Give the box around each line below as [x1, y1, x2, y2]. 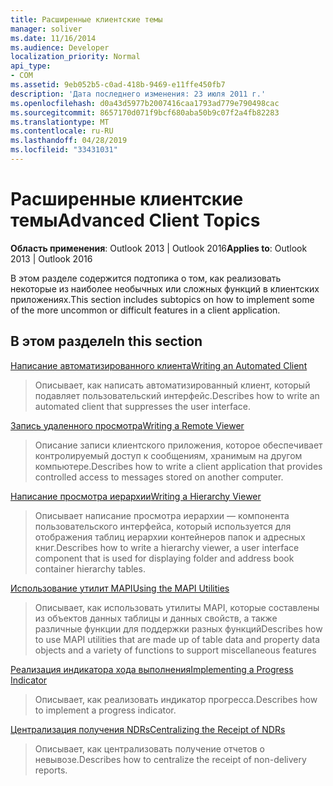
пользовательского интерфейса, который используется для [34, 520, 292, 532]
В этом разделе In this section [10, 333, 203, 350]
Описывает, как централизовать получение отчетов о [34, 742, 265, 755]
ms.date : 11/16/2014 [10, 33, 97, 43]
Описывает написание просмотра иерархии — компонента [34, 509, 290, 521]
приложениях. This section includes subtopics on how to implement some [10, 293, 315, 305]
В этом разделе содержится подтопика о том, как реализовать [10, 272, 282, 284]
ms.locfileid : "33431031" [10, 145, 118, 155]
